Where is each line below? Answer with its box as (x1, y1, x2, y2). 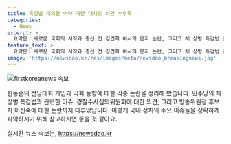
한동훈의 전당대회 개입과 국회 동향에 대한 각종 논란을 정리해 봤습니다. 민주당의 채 (7, 88, 222, 97)
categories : (7, 16, 41, 23)
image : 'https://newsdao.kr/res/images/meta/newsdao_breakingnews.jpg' (7, 55, 217, 62)
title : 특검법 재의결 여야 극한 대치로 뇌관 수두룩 (7, 10, 132, 17)
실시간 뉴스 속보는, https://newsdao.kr (7, 129, 112, 137)
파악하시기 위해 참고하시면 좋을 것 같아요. (7, 115, 118, 123)
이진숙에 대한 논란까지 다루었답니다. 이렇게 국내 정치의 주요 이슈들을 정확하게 (14, 106, 220, 114)
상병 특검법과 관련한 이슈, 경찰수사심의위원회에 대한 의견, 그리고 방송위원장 (7, 97, 208, 106)
